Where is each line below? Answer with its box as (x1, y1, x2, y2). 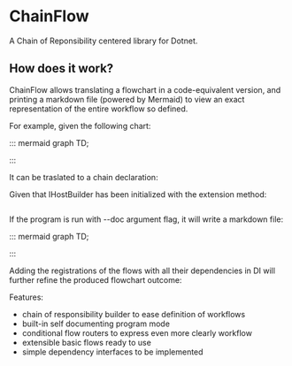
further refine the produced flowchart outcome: (9, 274, 182, 285)
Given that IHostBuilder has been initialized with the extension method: (9, 188, 267, 200)
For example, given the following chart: (9, 120, 151, 131)
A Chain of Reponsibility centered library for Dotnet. (9, 35, 198, 46)
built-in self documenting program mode (21, 318, 171, 329)
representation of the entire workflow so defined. (9, 103, 188, 114)
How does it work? (9, 61, 114, 76)
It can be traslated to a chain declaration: (9, 172, 158, 182)
